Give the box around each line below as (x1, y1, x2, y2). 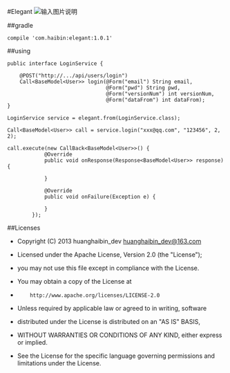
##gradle (7, 21, 33, 29)
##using (7, 47, 31, 55)
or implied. (17, 338, 48, 346)
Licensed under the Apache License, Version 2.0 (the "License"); (17, 251, 202, 259)
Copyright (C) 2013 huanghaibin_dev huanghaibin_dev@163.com (17, 237, 202, 245)
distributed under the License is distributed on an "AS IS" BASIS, (17, 318, 201, 325)
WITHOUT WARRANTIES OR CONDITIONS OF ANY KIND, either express (17, 331, 222, 339)
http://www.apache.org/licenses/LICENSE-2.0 (30, 292, 160, 299)
